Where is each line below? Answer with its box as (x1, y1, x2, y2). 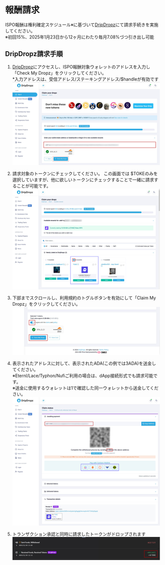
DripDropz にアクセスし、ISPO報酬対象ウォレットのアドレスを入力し (12, 63, 151, 69)
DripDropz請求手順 (5, 50, 63, 58)
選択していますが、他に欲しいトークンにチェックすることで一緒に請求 (12, 177, 154, 183)
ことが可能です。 (16, 183, 51, 188)
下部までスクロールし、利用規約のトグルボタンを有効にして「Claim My (12, 295, 156, 301)
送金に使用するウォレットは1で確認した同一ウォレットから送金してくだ (15, 385, 159, 391)
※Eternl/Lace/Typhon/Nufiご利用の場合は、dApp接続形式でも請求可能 (12, 373, 154, 378)
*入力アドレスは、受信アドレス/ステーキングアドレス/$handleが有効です (12, 76, 159, 82)
